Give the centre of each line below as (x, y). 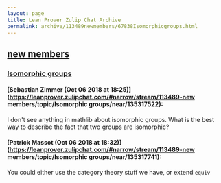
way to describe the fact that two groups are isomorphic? (88, 127)
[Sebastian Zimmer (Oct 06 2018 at (58, 90)
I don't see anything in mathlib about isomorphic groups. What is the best (111, 119)
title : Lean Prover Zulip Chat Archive (64, 20)
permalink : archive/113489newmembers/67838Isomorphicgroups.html (102, 26)
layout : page (26, 13)
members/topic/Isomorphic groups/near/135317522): (85, 104)
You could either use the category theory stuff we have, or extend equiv (109, 173)
